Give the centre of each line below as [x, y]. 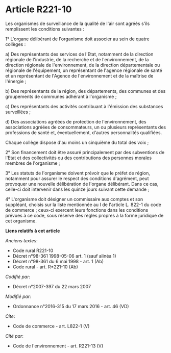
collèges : [16, 44]
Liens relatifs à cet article [33, 231]
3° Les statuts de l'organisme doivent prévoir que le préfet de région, [78, 173]
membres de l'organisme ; [33, 163]
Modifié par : [18, 296]
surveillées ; [18, 112]
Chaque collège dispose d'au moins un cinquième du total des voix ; [77, 142]
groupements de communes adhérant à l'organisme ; [61, 96]
